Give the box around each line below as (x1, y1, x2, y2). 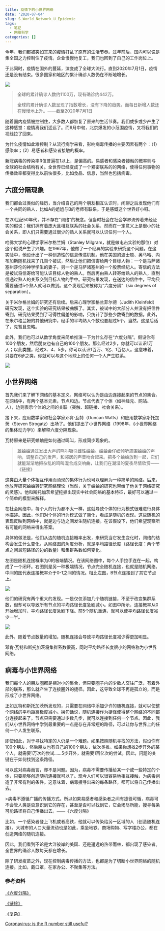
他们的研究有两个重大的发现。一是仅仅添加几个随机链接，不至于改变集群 (5, 596, 151, 601)
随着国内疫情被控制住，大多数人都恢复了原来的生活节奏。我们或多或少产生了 (5, 118, 160, 124)
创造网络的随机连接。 (5, 831, 48, 837)
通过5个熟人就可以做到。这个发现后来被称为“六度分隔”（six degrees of (13, 282, 157, 288)
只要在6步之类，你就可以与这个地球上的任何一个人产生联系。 (5, 353, 129, 359)
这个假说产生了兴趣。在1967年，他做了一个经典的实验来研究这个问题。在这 (5, 245, 157, 251)
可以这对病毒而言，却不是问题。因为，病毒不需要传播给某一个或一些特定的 (5, 767, 156, 773)
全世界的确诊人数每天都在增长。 (5, 848, 70, 854)
